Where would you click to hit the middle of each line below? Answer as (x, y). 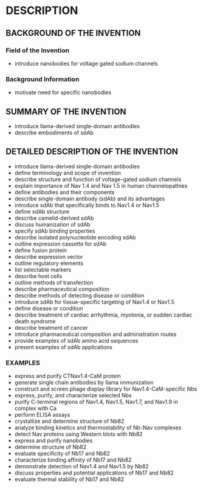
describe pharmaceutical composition (62, 289)
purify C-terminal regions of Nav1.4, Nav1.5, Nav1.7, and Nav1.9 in (96, 402)
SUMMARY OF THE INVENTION (66, 111)
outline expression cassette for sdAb (60, 244)
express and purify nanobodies (53, 440)
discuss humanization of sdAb (52, 224)
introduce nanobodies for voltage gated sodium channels (86, 63)
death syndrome (35, 321)
